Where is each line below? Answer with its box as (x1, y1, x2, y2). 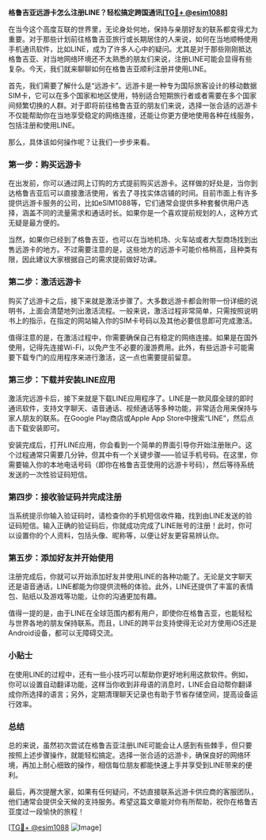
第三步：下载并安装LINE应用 (8, 374, 116, 385)
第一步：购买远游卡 (8, 158, 82, 169)
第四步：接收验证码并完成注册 (8, 491, 123, 502)
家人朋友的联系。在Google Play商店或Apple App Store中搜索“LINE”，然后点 (8, 413, 255, 423)
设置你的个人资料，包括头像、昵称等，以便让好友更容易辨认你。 (14, 530, 223, 541)
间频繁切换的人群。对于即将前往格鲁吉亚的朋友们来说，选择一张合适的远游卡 (8, 101, 258, 110)
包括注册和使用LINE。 (8, 120, 79, 130)
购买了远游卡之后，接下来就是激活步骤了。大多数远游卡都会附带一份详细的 (8, 296, 251, 306)
